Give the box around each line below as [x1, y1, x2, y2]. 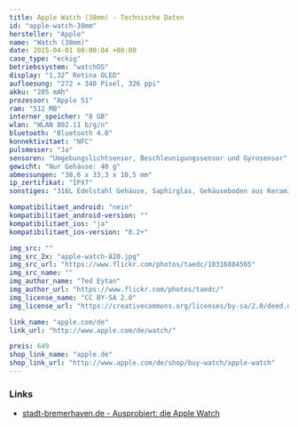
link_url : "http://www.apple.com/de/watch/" [9, 326, 176, 334]
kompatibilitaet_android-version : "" [9, 211, 149, 220]
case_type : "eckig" [9, 54, 82, 63]
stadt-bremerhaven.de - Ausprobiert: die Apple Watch [21, 408, 220, 419]
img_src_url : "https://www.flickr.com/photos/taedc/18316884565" [9, 260, 255, 270]
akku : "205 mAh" [9, 87, 69, 96]
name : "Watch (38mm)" [9, 37, 90, 47]
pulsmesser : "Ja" [9, 145, 74, 154]
